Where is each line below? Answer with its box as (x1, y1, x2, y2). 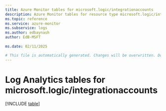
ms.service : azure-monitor (5, 21, 61, 26)
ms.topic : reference (5, 16, 48, 21)
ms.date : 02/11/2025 (5, 44, 48, 49)
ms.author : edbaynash (5, 30, 50, 35)
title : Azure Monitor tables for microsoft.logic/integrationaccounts (5, 7, 154, 12)
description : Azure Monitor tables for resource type (5, 12, 119, 17)
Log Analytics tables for (5, 74, 105, 85)
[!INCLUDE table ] (5, 101, 41, 107)
